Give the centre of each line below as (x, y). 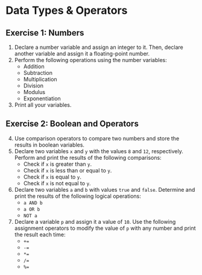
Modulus (34, 92)
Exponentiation (42, 98)
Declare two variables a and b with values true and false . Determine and (105, 189)
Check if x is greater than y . (57, 164)
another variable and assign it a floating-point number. (82, 54)
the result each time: (40, 234)
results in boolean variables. (49, 145)
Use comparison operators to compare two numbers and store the (97, 138)
